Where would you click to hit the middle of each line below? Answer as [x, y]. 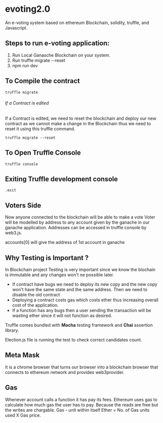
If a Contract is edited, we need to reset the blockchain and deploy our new [81, 118]
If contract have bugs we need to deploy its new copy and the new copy [85, 284]
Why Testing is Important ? [47, 258]
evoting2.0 [28, 9]
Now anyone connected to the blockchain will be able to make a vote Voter [80, 217]
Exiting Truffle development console [61, 179]
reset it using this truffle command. [40, 129]
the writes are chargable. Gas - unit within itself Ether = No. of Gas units [77, 410]
